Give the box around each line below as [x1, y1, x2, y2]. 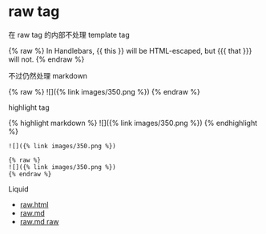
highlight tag [8, 103, 50, 112]
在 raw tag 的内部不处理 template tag [8, 30, 130, 39]
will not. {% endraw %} [8, 54, 85, 64]
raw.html [19, 200, 49, 209]
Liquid [8, 184, 30, 194]
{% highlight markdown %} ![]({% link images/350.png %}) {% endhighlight [8, 118, 258, 127]
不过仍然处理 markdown [8, 71, 88, 80]
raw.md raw [19, 216, 59, 226]
